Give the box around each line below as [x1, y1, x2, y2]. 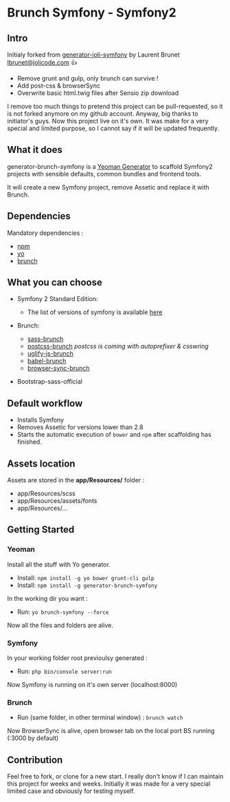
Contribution [7, 754, 63, 765]
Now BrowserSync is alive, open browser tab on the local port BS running [7, 727, 215, 735]
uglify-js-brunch [27, 349, 74, 358]
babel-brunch [27, 357, 67, 365]
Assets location [7, 457, 76, 469]
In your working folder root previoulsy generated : [7, 654, 148, 662]
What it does [7, 144, 63, 156]
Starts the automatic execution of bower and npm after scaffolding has [16, 431, 211, 439]
